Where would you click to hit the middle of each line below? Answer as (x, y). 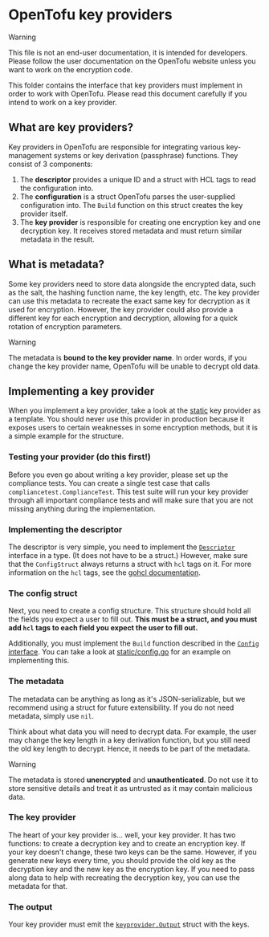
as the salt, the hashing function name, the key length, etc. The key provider (134, 292)
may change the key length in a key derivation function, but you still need (129, 739)
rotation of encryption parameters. (65, 326)
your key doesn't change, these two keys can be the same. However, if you (132, 852)
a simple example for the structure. (66, 436)
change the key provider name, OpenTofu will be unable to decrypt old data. (134, 366)
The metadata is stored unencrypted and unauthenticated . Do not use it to (133, 780)
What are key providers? (71, 127)
